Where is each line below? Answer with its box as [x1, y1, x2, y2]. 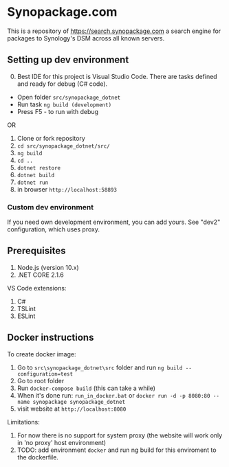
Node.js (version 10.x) [17, 263, 79, 271]
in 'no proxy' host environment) [17, 438, 107, 446]
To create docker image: [7, 350, 77, 358]
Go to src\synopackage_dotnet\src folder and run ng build [17, 363, 183, 372]
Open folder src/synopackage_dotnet [17, 93, 121, 101]
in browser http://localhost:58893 [17, 185, 117, 193]
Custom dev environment [7, 202, 94, 212]
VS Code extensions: [7, 284, 67, 292]
